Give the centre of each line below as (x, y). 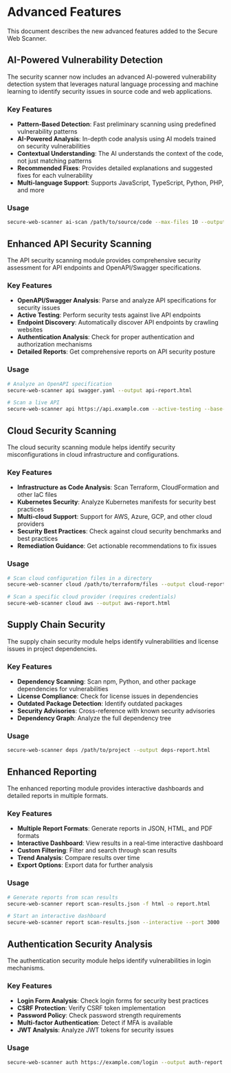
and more (31, 190)
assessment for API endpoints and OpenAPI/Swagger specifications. (104, 268)
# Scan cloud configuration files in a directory (80, 578)
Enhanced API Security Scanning (79, 244)
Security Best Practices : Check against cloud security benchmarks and (119, 531)
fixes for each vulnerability (55, 176)
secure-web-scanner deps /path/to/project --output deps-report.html (109, 750)
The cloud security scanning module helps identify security (91, 447)
